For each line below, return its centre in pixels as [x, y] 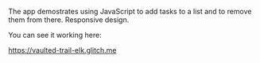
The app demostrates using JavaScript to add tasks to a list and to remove [130, 11]
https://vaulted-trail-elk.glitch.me [62, 50]
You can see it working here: [55, 35]
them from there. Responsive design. [69, 20]
